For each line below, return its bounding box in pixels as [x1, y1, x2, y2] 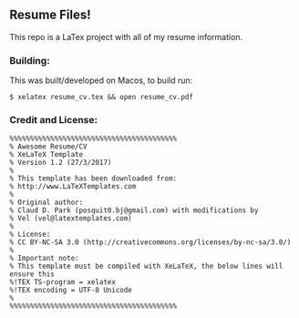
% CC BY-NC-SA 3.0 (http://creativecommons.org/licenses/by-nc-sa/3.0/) [9, 238, 292, 247]
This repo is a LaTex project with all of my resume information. [9, 31, 243, 42]
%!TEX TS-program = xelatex [9, 278, 117, 287]
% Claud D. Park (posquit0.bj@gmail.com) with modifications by [9, 206, 259, 215]
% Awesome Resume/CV [9, 142, 88, 151]
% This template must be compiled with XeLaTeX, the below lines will [9, 262, 284, 272]
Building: [9, 54, 50, 67]
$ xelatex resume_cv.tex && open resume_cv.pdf [9, 93, 194, 102]
